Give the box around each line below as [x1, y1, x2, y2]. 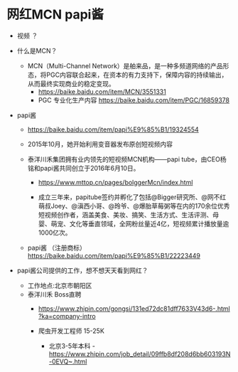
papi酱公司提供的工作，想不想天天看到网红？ [16, 266, 148, 275]
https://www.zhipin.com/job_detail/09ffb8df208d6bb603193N [48, 349, 231, 358]
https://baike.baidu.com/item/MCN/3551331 [38, 87, 166, 96]
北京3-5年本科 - [48, 341, 95, 350]
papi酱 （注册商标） [27, 243, 87, 252]
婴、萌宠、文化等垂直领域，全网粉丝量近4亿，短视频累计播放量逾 [38, 219, 229, 228]
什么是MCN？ [16, 46, 58, 55]
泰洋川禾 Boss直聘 [27, 289, 82, 299]
